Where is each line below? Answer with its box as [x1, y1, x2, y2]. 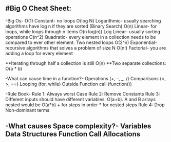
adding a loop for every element [5, 50, 73, 56]
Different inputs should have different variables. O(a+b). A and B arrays [5, 96, 156, 102]
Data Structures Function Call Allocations [5, 130, 141, 138]
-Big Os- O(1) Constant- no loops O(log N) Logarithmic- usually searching [5, 17, 161, 23]
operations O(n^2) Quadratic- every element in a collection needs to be [5, 34, 156, 40]
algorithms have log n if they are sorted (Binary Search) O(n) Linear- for [5, 23, 157, 29]
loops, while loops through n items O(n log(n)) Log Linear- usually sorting [5, 28, 161, 35]
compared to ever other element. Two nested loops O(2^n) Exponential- [5, 39, 158, 45]
